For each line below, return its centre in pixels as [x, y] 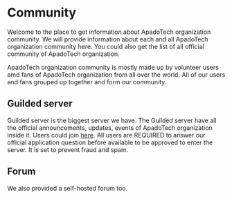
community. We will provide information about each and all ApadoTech [108, 39]
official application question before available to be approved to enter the [110, 142]
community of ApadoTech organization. [63, 54]
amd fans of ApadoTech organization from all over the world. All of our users [116, 75]
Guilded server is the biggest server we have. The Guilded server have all [112, 120]
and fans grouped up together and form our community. [87, 82]
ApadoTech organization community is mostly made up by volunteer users [113, 67]
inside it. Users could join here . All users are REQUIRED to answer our [106, 135]
